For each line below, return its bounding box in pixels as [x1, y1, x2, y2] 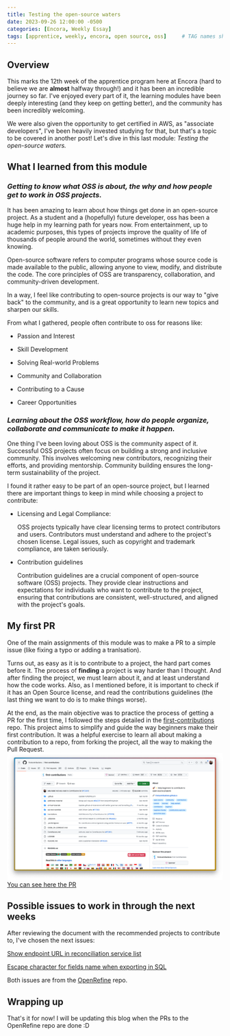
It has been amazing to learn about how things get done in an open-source [7, 206, 218, 214]
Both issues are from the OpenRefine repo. [7, 976, 128, 985]
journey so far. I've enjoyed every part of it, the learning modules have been [7, 92, 221, 100]
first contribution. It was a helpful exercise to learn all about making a [7, 730, 202, 739]
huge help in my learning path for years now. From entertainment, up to [7, 220, 208, 229]
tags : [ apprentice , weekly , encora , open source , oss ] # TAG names [7, 33, 216, 40]
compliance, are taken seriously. [16, 545, 109, 553]
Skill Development [16, 345, 68, 353]
